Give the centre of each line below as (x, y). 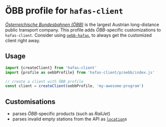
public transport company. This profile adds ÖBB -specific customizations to (83, 29)
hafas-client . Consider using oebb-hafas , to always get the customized (79, 35)
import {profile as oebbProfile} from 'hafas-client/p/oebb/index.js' (80, 72)
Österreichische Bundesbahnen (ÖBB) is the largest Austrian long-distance (82, 24)
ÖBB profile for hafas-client (64, 11)
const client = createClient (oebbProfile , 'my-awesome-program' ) (74, 86)
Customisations (30, 102)
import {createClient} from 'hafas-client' (51, 67)
